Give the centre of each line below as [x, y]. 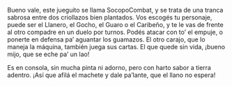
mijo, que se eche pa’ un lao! [48, 54]
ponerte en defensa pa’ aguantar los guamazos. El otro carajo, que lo [106, 40]
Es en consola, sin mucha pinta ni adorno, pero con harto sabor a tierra [109, 68]
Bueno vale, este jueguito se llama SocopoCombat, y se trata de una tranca [115, 10]
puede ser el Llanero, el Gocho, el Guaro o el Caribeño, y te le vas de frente [116, 25]
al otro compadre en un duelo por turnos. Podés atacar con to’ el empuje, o [115, 32]
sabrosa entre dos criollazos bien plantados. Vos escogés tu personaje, [110, 17]
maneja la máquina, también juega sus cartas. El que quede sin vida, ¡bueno [116, 47]
